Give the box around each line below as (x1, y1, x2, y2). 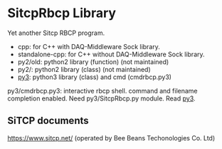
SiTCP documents (7, 115, 89, 127)
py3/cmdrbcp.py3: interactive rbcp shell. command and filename (7, 86, 198, 95)
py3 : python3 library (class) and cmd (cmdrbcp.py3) (17, 73, 172, 81)
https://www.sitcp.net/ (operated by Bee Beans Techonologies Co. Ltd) (7, 133, 216, 142)
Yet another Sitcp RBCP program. (7, 29, 105, 37)
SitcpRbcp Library (7, 5, 116, 21)
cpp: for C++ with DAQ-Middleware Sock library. (17, 42, 160, 51)
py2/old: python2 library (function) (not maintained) (17, 57, 169, 66)
